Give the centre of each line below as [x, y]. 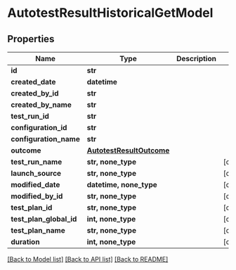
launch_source [36, 173]
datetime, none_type [122, 185]
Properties [31, 39]
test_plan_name [38, 230]
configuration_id [39, 128]
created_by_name [41, 105]
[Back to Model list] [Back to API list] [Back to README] [88, 259]
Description [196, 59]
